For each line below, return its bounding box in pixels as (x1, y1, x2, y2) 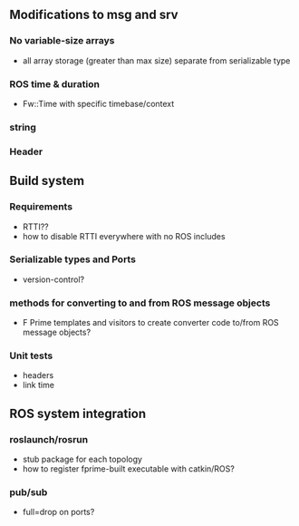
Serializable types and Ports (9, 253, 136, 266)
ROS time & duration (9, 77, 100, 90)
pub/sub (9, 486, 48, 499)
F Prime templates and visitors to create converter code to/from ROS (22, 317, 279, 328)
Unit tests (9, 349, 53, 362)
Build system (9, 173, 84, 189)
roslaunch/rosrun (9, 433, 89, 445)
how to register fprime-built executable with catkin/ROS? (22, 463, 236, 474)
